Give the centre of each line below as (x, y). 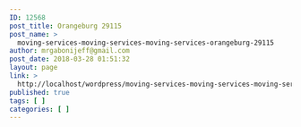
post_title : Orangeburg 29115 (66, 26)
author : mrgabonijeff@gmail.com (69, 51)
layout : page (34, 68)
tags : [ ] (28, 101)
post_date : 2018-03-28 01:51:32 (69, 59)
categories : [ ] (39, 109)
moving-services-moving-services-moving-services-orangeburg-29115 (146, 42)
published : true (39, 92)
